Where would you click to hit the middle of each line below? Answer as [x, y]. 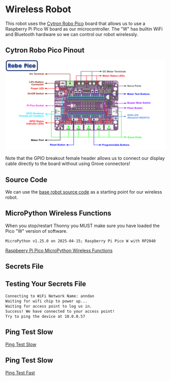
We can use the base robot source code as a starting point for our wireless [84, 192]
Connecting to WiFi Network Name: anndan [50, 296]
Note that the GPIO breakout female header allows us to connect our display [85, 158]
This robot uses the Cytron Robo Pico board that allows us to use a [75, 23]
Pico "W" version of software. [36, 231]
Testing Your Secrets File [46, 284]
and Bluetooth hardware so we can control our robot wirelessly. [72, 34]
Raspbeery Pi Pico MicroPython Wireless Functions [59, 250]
